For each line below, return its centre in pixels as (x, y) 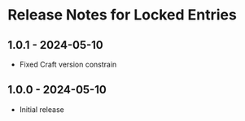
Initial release (42, 109)
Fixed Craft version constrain (68, 64)
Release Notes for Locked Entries (122, 15)
